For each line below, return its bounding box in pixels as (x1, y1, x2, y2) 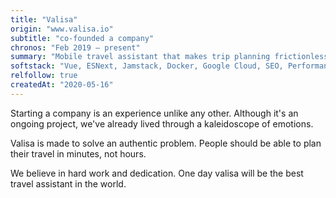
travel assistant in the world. (10, 177, 127, 190)
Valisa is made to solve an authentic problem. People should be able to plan (10, 137, 322, 149)
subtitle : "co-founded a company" (10, 33, 155, 43)
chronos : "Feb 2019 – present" (10, 42, 141, 53)
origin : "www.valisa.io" (10, 24, 114, 34)
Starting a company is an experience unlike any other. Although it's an (10, 107, 299, 119)
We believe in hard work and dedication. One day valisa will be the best (10, 167, 304, 179)
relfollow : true (10, 71, 78, 81)
